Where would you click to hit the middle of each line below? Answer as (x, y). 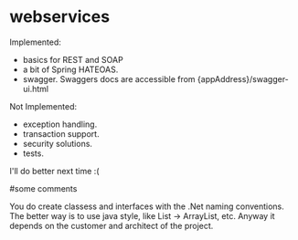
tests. (33, 153)
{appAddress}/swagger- (243, 78)
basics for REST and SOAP (73, 59)
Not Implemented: (43, 106)
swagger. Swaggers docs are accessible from (109, 78)
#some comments (43, 188)
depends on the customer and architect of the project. (112, 225)
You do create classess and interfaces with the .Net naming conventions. (147, 206)
